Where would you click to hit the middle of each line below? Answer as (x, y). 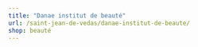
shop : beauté (30, 30)
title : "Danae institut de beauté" (67, 16)
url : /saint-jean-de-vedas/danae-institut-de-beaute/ (99, 23)
